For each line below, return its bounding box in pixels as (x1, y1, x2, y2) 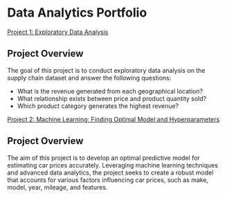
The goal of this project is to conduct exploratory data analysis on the (7, 66, 206, 74)
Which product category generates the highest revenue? (17, 102, 179, 110)
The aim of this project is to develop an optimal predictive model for (7, 154, 201, 162)
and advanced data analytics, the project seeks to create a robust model (7, 168, 214, 177)
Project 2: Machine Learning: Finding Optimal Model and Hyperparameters (7, 115, 220, 123)
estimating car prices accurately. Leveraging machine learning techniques (7, 161, 219, 169)
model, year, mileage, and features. (7, 183, 108, 191)
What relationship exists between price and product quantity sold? (17, 94, 207, 102)
